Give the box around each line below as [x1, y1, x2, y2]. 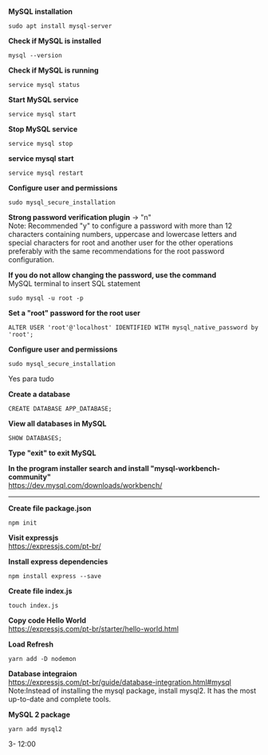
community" [8, 472, 52, 482]
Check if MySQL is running [8, 65, 99, 75]
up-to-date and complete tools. [8, 694, 112, 704]
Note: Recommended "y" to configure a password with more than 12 [8, 221, 233, 230]
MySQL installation [8, 7, 73, 16]
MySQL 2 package [8, 710, 70, 719]
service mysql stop [8, 140, 73, 147]
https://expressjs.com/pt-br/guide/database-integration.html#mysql [8, 678, 231, 686]
